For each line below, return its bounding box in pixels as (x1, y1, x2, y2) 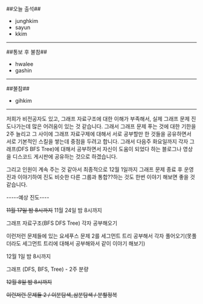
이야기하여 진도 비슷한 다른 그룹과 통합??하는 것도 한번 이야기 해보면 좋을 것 (17, 173, 195, 180)
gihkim (14, 97, 32, 104)
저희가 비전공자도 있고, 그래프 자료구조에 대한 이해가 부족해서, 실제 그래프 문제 (6, 115, 190, 122)
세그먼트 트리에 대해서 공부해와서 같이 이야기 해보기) (22, 240, 146, 247)
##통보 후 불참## (6, 48, 47, 56)
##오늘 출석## (6, 5, 41, 12)
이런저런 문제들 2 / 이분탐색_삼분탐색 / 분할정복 (6, 291, 118, 298)
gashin (14, 67, 32, 74)
